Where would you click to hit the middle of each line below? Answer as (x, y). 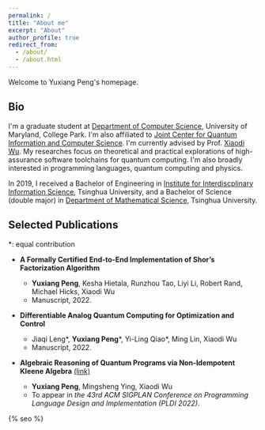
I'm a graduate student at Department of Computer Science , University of (128, 126)
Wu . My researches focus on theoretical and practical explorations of (121, 151)
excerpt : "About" (37, 30)
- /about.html (38, 60)
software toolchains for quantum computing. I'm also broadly (143, 160)
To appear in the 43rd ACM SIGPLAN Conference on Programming (140, 394)
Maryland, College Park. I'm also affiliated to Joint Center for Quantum (123, 134)
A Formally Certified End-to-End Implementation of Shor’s (117, 259)
